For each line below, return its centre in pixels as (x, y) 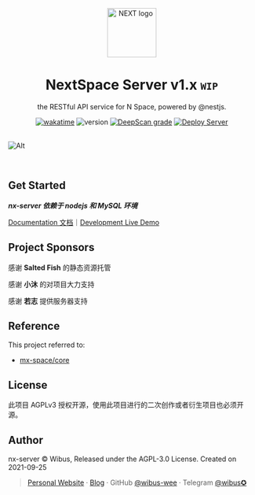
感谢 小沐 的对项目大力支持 (51, 284)
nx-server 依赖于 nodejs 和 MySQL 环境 (73, 205)
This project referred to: (47, 345)
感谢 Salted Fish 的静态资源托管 (60, 268)
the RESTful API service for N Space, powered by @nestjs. (132, 106)
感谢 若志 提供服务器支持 (48, 301)
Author (25, 440)
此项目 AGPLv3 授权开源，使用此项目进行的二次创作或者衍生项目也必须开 (126, 405)
